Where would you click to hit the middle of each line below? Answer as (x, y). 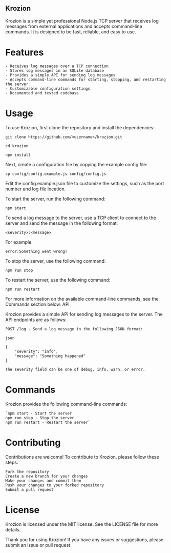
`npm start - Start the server (39, 413)
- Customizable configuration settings (48, 88)
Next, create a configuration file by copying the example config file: (76, 164)
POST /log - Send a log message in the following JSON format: (74, 329)
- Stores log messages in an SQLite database (55, 71)
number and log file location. (36, 189)
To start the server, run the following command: (56, 199)
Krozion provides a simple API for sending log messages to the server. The (84, 314)
